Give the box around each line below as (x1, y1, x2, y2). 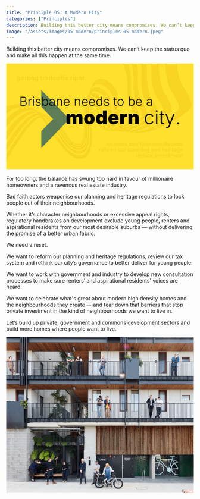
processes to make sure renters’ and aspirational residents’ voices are (6, 277, 179, 284)
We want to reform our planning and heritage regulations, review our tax (6, 253, 183, 260)
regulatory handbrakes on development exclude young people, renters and (6, 217, 190, 224)
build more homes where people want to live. (6, 325, 117, 332)
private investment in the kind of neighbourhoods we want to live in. (6, 307, 173, 315)
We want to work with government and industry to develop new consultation (6, 271, 193, 278)
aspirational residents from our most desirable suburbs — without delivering (6, 223, 193, 230)
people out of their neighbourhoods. (6, 199, 95, 206)
